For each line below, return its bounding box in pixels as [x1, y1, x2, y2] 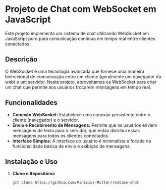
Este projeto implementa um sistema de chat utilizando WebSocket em [5, 30, 149, 36]
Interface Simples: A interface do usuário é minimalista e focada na [12, 138, 151, 144]
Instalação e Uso [5, 157, 58, 166]
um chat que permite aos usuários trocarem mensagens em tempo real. [5, 84, 151, 90]
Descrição [5, 55, 38, 64]
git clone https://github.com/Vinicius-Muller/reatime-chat [12, 180, 139, 185]
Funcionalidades [5, 98, 58, 107]
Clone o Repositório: [12, 171, 55, 177]
